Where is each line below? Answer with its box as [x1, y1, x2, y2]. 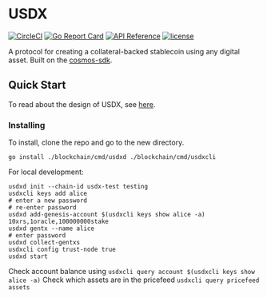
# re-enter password [8, 204, 78, 212]
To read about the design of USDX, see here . [8, 99, 156, 109]
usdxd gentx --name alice [8, 224, 94, 232]
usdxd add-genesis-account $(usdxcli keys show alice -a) [8, 211, 205, 219]
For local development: [8, 167, 84, 177]
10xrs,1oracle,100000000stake [8, 217, 110, 226]
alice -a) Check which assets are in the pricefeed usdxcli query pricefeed [8, 275, 260, 284]
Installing [8, 119, 46, 130]
